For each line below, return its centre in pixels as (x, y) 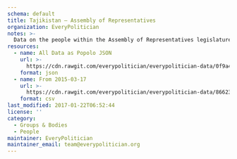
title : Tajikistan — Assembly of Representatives (82, 20)
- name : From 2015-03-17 (50, 79)
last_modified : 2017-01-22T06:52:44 (61, 106)
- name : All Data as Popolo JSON (63, 53)
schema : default (31, 14)
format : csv (37, 99)
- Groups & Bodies (41, 125)
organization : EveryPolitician (53, 27)
